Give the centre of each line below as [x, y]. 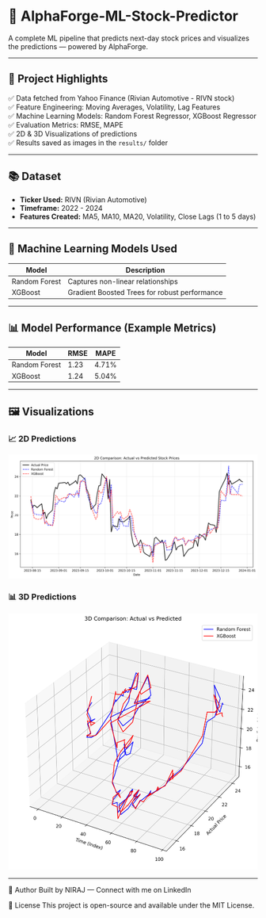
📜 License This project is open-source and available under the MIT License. [131, 905]
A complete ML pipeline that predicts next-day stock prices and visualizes [129, 38]
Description [145, 270]
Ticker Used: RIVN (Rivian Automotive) [84, 199]
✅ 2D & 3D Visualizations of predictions [73, 133]
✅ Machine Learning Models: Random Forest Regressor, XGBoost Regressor [133, 116]
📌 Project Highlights [58, 79]
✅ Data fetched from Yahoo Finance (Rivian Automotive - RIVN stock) [122, 98]
